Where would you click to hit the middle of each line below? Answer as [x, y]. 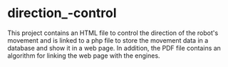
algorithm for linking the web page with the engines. [84, 56]
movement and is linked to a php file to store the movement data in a [108, 40]
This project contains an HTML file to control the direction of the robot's [113, 33]
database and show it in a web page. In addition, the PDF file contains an [114, 48]
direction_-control [62, 13]
